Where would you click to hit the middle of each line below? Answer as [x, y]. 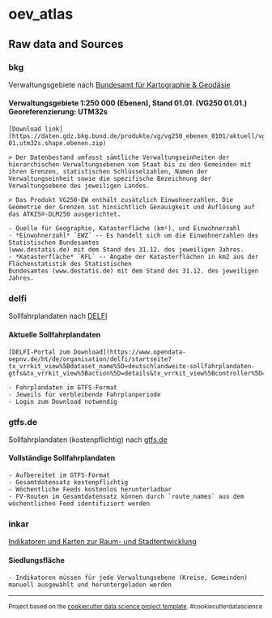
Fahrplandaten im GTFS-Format [66, 387]
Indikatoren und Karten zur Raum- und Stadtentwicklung [102, 542]
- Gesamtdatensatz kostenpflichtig [68, 483]
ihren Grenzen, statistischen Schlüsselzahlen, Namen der [108, 172]
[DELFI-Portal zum [39, 352]
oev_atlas [41, 14]
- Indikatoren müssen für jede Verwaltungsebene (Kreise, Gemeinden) [128, 577]
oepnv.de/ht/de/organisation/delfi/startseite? [90, 359]
